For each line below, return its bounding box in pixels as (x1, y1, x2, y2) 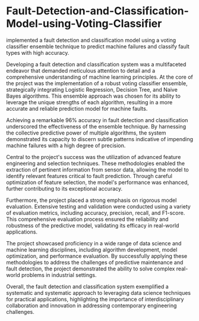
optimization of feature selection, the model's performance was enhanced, (6, 179, 189, 186)
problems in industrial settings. (21, 271, 97, 278)
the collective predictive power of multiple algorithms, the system (6, 129, 166, 136)
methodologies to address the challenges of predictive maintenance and (6, 258, 184, 266)
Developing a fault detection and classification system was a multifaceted (6, 61, 187, 68)
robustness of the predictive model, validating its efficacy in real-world (6, 222, 179, 229)
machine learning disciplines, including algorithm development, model (6, 246, 178, 253)
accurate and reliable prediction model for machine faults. (6, 105, 148, 112)
